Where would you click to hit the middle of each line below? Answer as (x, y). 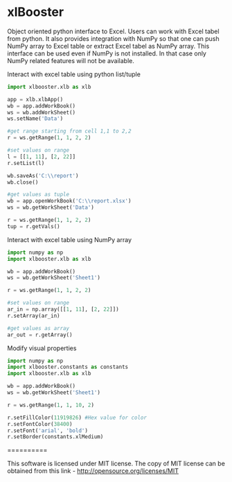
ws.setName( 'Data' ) (35, 119)
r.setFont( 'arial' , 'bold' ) (48, 431)
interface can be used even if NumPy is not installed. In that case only (107, 53)
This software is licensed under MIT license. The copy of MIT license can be (116, 464)
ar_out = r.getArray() (40, 335)
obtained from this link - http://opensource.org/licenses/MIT (93, 471)
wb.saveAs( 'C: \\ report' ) (43, 175)
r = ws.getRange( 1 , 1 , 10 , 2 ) (51, 405)
